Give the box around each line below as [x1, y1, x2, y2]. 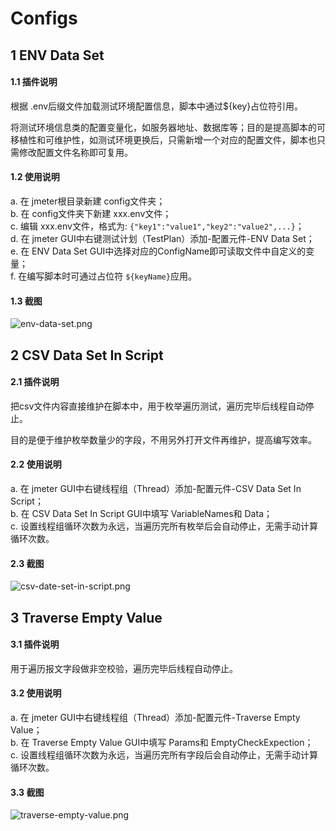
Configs [10, 7, 78, 30]
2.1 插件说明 [10, 376, 60, 388]
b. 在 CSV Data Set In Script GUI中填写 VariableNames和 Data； [10, 507, 273, 519]
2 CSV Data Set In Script [10, 347, 164, 364]
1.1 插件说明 [10, 76, 58, 88]
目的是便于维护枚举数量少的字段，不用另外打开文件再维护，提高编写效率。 [10, 433, 317, 446]
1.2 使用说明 [10, 171, 60, 183]
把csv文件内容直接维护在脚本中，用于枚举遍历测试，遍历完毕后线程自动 [10, 400, 306, 412]
